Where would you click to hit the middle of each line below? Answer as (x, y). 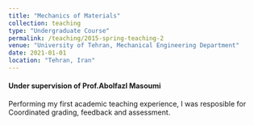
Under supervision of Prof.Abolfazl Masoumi (85, 86)
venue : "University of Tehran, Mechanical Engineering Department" (124, 46)
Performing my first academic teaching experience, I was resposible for (127, 104)
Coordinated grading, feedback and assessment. (90, 112)
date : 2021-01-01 (37, 53)
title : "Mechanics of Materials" (65, 16)
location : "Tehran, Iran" (52, 61)
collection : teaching (45, 23)
